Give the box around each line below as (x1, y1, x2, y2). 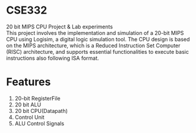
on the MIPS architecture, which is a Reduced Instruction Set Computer (6, 42, 181, 49)
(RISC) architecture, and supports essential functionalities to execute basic (6, 48, 189, 55)
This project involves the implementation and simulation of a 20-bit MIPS (6, 29, 184, 36)
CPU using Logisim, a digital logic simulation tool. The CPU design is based (6, 35, 190, 43)
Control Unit (14, 113, 45, 121)
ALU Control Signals (14, 119, 64, 127)
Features (6, 75, 51, 89)
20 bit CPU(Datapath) (14, 107, 68, 114)
